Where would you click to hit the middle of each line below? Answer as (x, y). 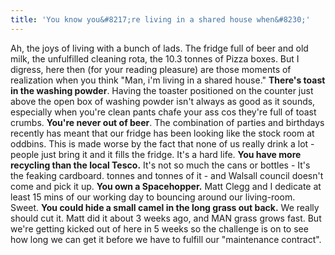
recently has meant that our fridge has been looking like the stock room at (162, 133)
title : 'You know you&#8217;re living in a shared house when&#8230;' (160, 19)
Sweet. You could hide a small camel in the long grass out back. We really (165, 207)
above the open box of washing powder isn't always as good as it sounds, (163, 101)
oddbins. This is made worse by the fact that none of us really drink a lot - (162, 143)
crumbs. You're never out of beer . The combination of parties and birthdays (167, 122)
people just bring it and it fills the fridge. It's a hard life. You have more (156, 154)
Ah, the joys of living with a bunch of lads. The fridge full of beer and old (159, 48)
